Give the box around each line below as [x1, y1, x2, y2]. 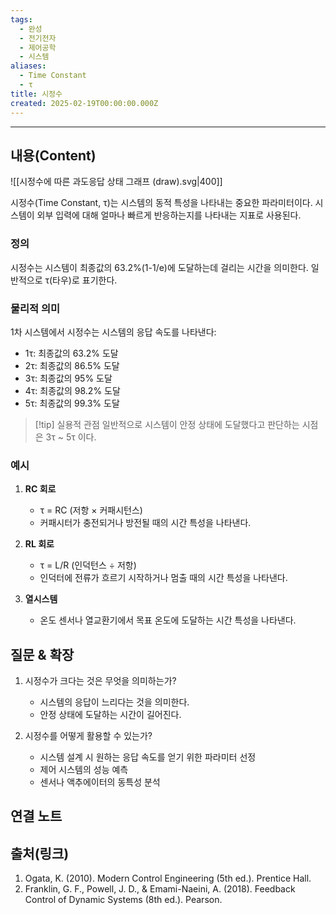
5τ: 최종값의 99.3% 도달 [24, 397, 120, 409]
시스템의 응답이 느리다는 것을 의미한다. [39, 696, 190, 708]
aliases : [10, 61, 47, 71]
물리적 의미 [10, 301, 61, 315]
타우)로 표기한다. [52, 274, 118, 286]
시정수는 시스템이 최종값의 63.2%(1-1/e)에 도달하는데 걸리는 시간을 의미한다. [10, 261, 309, 273]
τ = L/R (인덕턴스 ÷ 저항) [39, 559, 137, 571]
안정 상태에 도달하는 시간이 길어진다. [39, 709, 182, 721]
